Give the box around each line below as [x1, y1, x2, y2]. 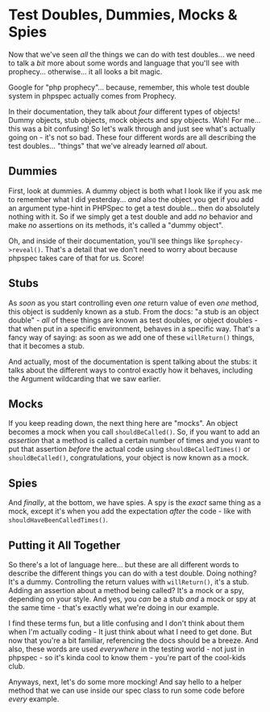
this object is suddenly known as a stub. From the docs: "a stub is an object [8, 306, 260, 316]
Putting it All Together [8, 538, 121, 552]
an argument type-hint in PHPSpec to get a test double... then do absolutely [8, 203, 260, 213]
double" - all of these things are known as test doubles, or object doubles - [8, 315, 258, 325]
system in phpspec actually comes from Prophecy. [8, 91, 177, 100]
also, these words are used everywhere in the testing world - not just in [8, 644, 245, 654]
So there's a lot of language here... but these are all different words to [8, 560, 239, 569]
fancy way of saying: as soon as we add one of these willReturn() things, [8, 332, 255, 342]
